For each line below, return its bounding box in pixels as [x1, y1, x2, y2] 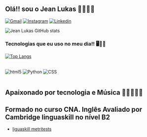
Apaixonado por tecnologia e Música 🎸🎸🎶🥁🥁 [5, 89, 143, 97]
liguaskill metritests [12, 126, 52, 132]
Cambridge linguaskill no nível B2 [5, 113, 110, 121]
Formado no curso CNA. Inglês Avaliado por [5, 105, 143, 114]
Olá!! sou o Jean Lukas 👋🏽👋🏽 [5, 5, 95, 13]
